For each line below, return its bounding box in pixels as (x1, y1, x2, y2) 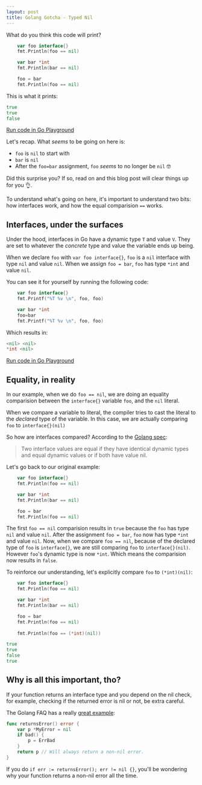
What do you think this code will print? (6, 31, 101, 38)
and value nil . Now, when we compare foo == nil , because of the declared (6, 537, 195, 545)
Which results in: (6, 329, 48, 336)
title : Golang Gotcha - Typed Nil (6, 15, 93, 21)
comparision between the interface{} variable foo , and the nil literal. (6, 397, 180, 404)
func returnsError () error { (6, 721, 80, 727)
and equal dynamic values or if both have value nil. (21, 452, 148, 459)
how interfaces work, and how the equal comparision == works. (6, 202, 164, 209)
